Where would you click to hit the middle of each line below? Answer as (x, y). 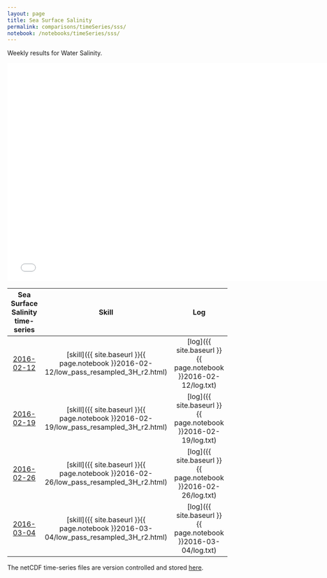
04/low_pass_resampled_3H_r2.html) (106, 537)
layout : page (26, 14)
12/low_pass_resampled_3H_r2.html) (106, 373)
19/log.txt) (199, 440)
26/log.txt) (199, 496)
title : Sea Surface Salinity (50, 20)
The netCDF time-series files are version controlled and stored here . (106, 568)
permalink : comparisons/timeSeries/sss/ (67, 27)
